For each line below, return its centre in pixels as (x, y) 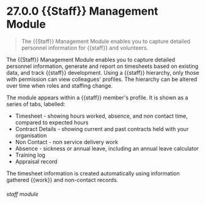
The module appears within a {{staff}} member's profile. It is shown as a (97, 97)
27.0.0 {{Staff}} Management (82, 11)
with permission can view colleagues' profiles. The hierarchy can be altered (102, 79)
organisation (31, 135)
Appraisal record (36, 161)
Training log (30, 155)
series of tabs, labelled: (36, 104)
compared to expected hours (52, 122)
